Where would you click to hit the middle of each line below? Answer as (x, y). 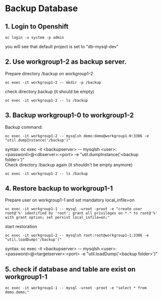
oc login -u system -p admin (35, 37)
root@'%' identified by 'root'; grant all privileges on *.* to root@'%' (81, 213)
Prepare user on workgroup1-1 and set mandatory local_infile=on (70, 200)
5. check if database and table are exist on (70, 269)
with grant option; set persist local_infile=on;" (57, 218)
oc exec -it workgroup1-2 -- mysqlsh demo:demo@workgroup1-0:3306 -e (77, 136)
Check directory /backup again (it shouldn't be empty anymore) (69, 165)
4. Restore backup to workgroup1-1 (59, 188)
